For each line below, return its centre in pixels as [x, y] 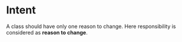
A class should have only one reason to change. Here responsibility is [91, 26]
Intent [21, 10]
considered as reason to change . [47, 32]
